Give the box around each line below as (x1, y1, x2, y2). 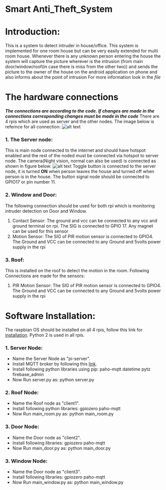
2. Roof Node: (5, 389, 39, 396)
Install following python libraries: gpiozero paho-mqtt (12, 406, 121, 412)
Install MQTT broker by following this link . (12, 361, 98, 367)
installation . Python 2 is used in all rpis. (5, 332, 85, 338)
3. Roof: (5, 256, 25, 263)
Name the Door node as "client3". (12, 469, 81, 475)
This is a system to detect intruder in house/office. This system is (5, 43, 139, 49)
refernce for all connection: (5, 124, 61, 130)
